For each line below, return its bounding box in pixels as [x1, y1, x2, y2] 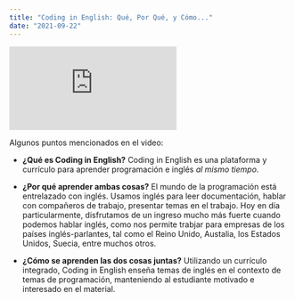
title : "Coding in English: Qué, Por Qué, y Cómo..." [9, 12, 214, 22]
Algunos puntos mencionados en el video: [9, 137, 164, 148]
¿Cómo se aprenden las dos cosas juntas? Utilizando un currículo [21, 255, 267, 265]
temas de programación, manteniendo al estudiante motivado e [21, 273, 255, 285]
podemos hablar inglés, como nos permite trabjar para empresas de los [21, 219, 285, 230]
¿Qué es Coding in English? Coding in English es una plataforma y [21, 154, 267, 165]
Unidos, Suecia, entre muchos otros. [21, 238, 157, 248]
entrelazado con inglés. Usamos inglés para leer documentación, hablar [21, 191, 287, 201]
